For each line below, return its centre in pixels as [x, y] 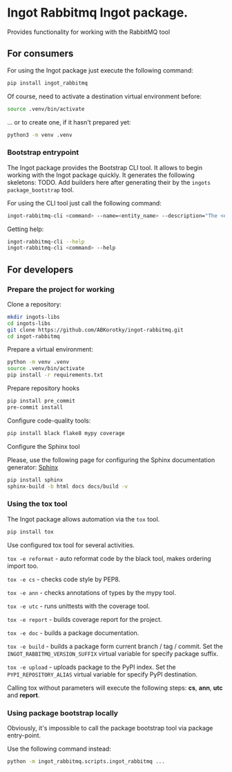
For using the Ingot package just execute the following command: [100, 70]
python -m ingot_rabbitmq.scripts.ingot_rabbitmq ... [86, 761]
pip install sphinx [35, 480]
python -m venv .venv [38, 362]
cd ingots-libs [29, 323]
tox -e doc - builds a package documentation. [73, 633]
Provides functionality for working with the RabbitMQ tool [89, 32]
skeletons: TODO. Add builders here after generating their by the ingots [109, 182]
